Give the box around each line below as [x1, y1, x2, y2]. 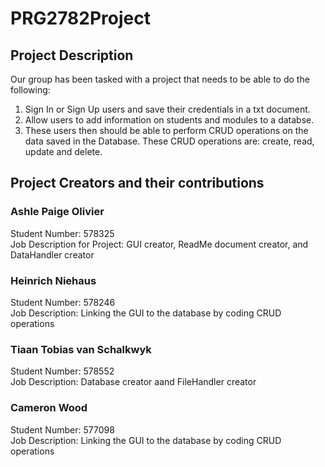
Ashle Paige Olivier [10, 205, 105, 219]
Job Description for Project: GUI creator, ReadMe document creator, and [10, 238, 309, 250]
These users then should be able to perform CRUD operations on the [24, 125, 309, 136]
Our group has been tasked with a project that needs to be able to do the [10, 73, 310, 85]
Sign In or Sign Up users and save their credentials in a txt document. [24, 103, 311, 115]
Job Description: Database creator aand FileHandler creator [10, 376, 257, 388]
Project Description [10, 47, 134, 64]
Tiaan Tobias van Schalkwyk [10, 342, 152, 356]
